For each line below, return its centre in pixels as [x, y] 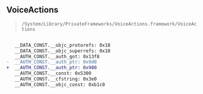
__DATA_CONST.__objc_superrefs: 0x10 [63, 51]
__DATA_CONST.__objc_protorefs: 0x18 [63, 45]
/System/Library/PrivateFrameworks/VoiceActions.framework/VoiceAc [109, 24]
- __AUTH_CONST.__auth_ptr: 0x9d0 [52, 62]
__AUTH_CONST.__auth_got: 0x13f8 [57, 56]
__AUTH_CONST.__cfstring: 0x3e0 [56, 79]
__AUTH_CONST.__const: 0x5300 [53, 73]
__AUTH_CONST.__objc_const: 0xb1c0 [60, 84]
